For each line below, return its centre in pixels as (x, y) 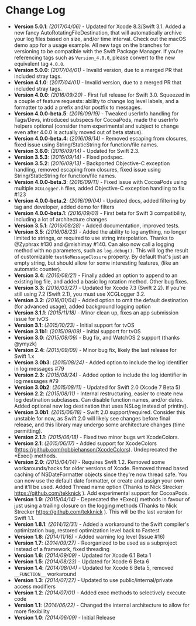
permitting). (28, 430)
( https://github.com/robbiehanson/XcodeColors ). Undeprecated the (96, 449)
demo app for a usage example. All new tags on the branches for (92, 45)
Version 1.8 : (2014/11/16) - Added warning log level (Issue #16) (89, 536)
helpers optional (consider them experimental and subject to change (96, 126)
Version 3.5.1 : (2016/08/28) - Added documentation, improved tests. (97, 225)
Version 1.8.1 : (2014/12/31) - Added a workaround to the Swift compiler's (102, 524)
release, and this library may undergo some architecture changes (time (99, 425)
